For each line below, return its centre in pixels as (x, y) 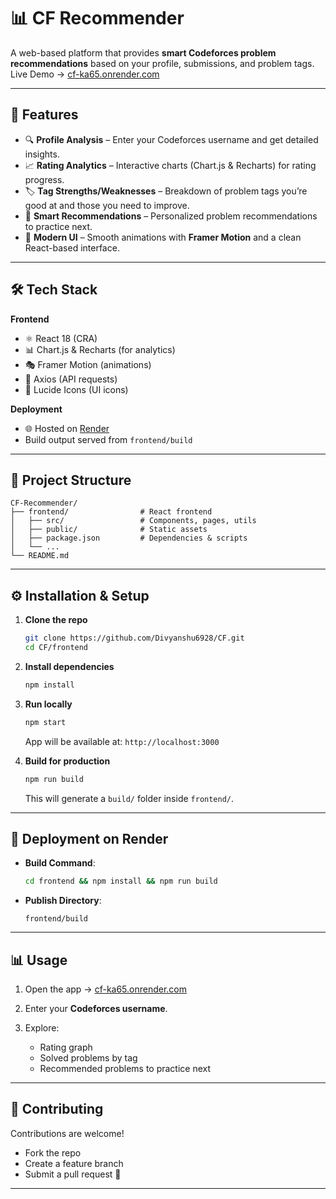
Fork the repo (53, 1152)
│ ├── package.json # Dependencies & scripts (129, 538)
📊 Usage (39, 960)
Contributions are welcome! (67, 1133)
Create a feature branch (74, 1163)
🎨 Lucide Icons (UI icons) (76, 389)
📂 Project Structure (71, 480)
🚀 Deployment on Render (89, 838)
